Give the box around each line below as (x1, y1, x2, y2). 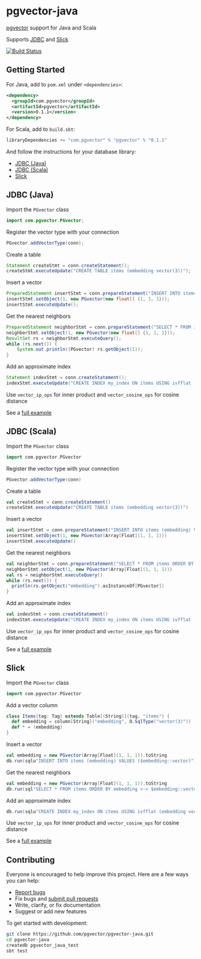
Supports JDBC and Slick (6, 35, 69, 43)
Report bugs (14, 889, 46, 896)
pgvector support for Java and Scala (6, 24, 97, 31)
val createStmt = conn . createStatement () (6, 499, 111, 505)
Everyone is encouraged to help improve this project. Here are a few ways (6, 871, 189, 878)
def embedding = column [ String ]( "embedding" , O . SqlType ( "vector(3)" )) (11, 719, 191, 725)
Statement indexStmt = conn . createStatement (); (6, 374, 127, 381)
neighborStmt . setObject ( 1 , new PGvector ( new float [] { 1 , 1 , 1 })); (6, 329, 175, 336)
